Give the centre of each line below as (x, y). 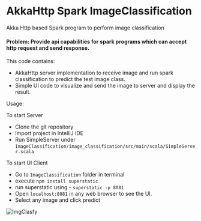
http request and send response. (48, 48)
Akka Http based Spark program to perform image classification (85, 28)
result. (23, 92)
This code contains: (31, 61)
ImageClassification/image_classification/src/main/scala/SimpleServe (105, 147)
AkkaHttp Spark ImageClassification (99, 11)
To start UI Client (27, 163)
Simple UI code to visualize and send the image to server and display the (105, 86)
